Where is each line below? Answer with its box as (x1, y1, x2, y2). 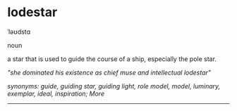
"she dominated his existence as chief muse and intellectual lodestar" (7, 68, 212, 77)
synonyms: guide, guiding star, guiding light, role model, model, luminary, (7, 81, 221, 90)
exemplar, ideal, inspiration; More (7, 89, 104, 98)
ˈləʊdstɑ (7, 27, 30, 36)
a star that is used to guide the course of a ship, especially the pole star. (7, 54, 217, 63)
